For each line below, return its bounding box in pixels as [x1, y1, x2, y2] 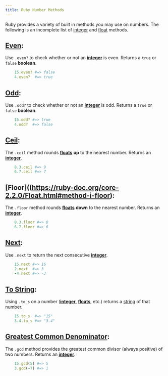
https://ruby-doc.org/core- [32, 183, 120, 192]
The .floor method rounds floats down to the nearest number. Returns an [5, 204, 160, 211]
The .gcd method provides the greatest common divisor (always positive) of [5, 346, 163, 352]
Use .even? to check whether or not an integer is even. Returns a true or [5, 55, 156, 61]
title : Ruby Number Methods [5, 7, 65, 13]
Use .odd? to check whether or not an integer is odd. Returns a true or [5, 102, 152, 108]
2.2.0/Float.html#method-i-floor [5, 191, 110, 200]
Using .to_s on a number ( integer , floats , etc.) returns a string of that [5, 299, 150, 305]
